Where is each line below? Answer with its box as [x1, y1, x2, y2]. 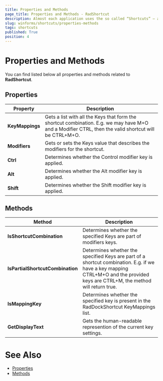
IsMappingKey [7, 301, 42, 307]
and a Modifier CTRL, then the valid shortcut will [45, 125, 154, 132]
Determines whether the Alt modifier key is [45, 168, 142, 174]
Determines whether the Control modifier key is [45, 153, 153, 160]
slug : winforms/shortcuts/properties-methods [5, 20, 98, 26]
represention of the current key [82, 324, 154, 330]
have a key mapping [82, 265, 129, 272]
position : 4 [5, 35, 29, 39]
